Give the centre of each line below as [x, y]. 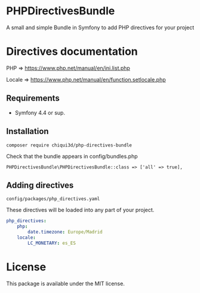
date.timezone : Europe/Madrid [65, 232]
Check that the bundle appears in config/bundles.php [72, 156]
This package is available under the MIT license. [66, 283]
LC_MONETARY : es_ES [52, 243]
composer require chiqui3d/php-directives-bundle [69, 145]
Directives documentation [72, 52]
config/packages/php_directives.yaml [53, 199]
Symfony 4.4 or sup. [40, 113]
